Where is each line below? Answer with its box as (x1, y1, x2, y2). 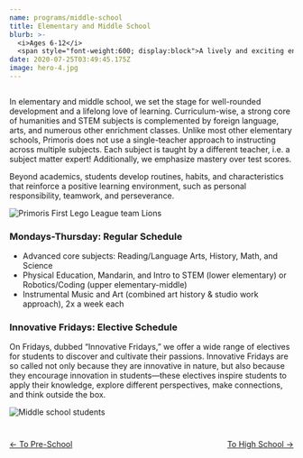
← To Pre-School (9, 439, 73, 450)
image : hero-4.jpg (9, 64, 78, 73)
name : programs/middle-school (9, 13, 124, 23)
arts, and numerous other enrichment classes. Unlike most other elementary (9, 124, 293, 135)
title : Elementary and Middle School (9, 22, 151, 31)
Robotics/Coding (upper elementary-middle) (22, 279, 188, 290)
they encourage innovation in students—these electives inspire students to (9, 371, 287, 381)
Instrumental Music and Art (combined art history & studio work (22, 289, 259, 300)
